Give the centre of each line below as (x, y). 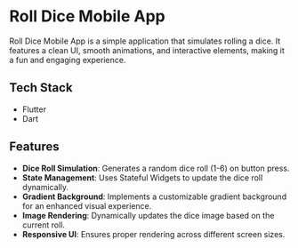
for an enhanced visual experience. (87, 205)
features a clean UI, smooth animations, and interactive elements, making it (147, 50)
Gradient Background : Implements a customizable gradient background (154, 196)
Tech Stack (41, 88)
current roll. (43, 225)
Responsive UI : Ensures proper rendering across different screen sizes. (153, 234)
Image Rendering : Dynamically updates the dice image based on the (148, 215)
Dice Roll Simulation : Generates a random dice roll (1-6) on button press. (156, 168)
